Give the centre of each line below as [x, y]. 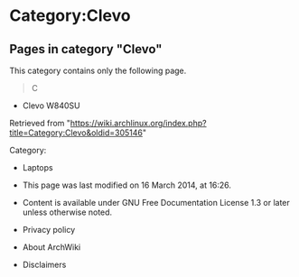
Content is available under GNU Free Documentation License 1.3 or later [156, 203]
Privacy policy [49, 230]
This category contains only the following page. [98, 70]
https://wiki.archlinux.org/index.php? [138, 123]
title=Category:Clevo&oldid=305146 [76, 133]
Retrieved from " [40, 123]
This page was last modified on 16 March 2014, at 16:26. [127, 185]
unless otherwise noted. [67, 212]
